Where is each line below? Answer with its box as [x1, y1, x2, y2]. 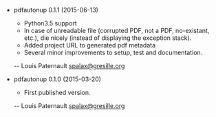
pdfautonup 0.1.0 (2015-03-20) [13, 75, 102, 83]
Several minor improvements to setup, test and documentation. [23, 48, 203, 56]
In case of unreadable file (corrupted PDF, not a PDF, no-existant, [23, 27, 210, 34]
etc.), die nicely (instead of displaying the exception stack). [23, 34, 192, 42]
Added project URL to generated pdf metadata [23, 41, 156, 49]
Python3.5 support [23, 19, 77, 27]
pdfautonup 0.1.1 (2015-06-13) [13, 6, 98, 14]
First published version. [23, 89, 91, 96]
